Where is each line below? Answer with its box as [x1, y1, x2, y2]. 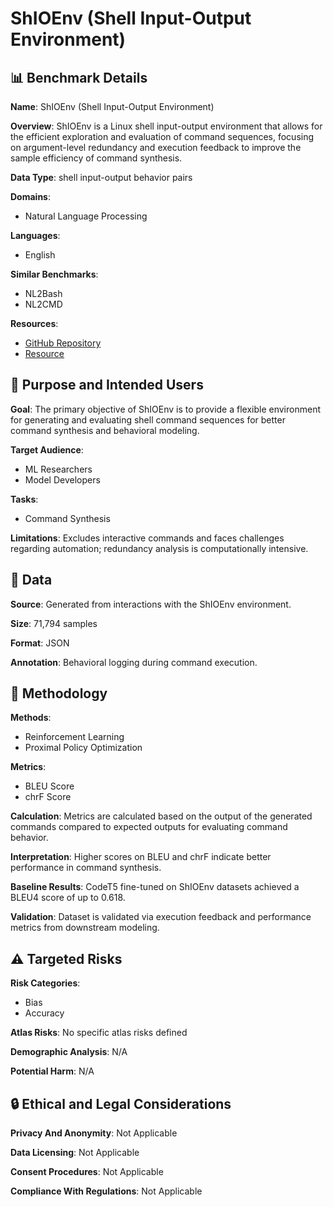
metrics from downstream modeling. [10, 922, 160, 934]
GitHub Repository [24, 337, 102, 349]
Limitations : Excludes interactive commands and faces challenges [10, 532, 285, 544]
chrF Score [24, 791, 72, 803]
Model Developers [24, 473, 101, 486]
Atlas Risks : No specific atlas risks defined [10, 1027, 188, 1039]
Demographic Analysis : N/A [10, 1046, 128, 1058]
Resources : [10, 318, 59, 329]
